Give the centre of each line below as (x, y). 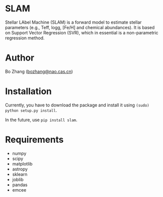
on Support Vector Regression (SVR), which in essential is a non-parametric (82, 33)
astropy (20, 169)
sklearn (20, 174)
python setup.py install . (31, 110)
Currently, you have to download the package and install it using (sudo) (77, 105)
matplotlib (22, 164)
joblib (18, 179)
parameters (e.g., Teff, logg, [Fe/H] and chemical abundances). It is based (80, 27)
